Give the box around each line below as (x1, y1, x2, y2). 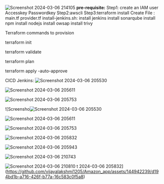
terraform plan (5, 59, 34, 64)
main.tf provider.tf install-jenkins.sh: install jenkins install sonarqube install (5, 15, 156, 21)
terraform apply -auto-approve (5, 68, 68, 74)
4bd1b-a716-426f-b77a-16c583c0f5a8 (5, 174, 84, 180)
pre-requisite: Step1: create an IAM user (76, 5, 159, 10)
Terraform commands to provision (5, 30, 74, 35)
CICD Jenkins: (5, 78, 34, 83)
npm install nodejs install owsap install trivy (5, 20, 93, 26)
